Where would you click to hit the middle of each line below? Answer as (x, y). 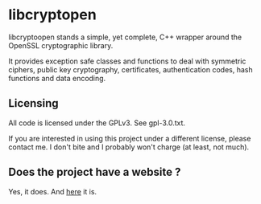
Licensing (33, 103)
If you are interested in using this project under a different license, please (130, 138)
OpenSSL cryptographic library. (61, 45)
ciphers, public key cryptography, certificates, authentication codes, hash (131, 69)
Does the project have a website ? (95, 172)
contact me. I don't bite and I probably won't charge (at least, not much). (129, 147)
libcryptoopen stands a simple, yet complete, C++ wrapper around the (125, 37)
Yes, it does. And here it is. (53, 191)
